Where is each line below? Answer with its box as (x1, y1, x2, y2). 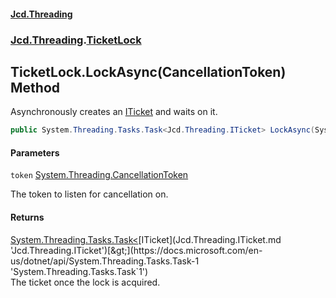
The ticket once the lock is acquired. (10, 276, 161, 288)
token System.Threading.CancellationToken (10, 169, 189, 181)
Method (10, 79, 61, 96)
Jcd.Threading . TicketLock (10, 33, 142, 47)
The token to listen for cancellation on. (10, 188, 169, 200)
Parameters (10, 146, 60, 159)
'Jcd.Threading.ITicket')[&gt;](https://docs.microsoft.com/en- (10, 244, 263, 256)
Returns (10, 211, 45, 223)
